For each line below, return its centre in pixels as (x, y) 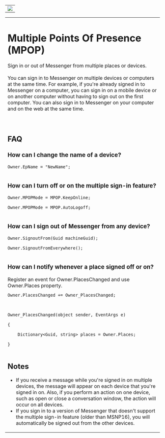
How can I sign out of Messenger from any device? (79, 226)
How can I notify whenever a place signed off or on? (81, 267)
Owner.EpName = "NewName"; (39, 167)
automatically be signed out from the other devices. (75, 423)
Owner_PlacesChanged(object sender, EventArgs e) (67, 315)
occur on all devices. (40, 405)
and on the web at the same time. (46, 109)
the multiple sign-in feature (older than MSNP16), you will (83, 417)
